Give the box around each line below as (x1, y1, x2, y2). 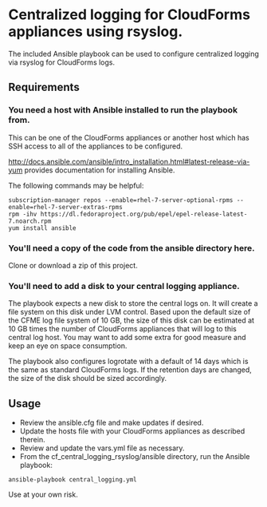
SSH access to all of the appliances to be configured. (8, 141, 183, 151)
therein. (19, 435, 45, 445)
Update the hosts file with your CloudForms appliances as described (19, 426, 245, 436)
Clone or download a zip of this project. (8, 260, 138, 270)
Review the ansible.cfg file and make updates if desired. (19, 418, 204, 428)
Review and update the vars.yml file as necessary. (19, 443, 185, 453)
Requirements (8, 81, 80, 94)
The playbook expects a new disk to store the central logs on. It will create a (8, 299, 258, 308)
